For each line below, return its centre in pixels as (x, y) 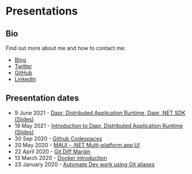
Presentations (42, 11)
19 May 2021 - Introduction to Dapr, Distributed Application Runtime (98, 125)
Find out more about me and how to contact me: (66, 48)
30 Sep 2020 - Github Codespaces (58, 138)
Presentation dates (42, 98)
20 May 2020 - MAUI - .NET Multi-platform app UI (77, 145)
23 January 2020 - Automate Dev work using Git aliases (84, 164)
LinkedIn (25, 79)
